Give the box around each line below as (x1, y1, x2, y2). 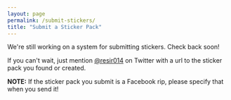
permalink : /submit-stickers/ (7, 17, 96, 24)
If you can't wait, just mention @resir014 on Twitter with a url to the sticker (7, 56, 223, 65)
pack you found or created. (7, 64, 86, 73)
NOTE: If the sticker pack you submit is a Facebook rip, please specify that (7, 77, 224, 86)
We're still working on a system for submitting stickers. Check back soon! (7, 43, 220, 51)
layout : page (7, 10, 46, 18)
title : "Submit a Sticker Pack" (7, 23, 102, 30)
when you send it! (7, 85, 59, 94)
